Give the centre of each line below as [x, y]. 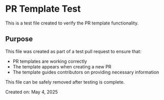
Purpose [19, 39]
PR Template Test [43, 9]
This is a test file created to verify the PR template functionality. [72, 23]
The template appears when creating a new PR [62, 66]
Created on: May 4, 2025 [32, 92]
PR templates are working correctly [50, 61]
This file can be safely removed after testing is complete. [65, 82]
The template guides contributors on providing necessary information [86, 72]
